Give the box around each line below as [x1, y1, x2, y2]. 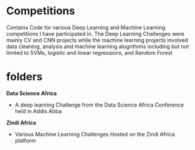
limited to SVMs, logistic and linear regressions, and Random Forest [6, 49, 173, 56]
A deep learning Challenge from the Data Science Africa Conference [14, 101, 184, 108]
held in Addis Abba [14, 107, 62, 114]
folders [6, 70, 43, 84]
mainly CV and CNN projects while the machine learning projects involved [6, 36, 188, 43]
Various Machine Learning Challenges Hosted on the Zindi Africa [14, 130, 175, 137]
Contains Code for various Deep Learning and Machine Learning [6, 24, 166, 31]
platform [14, 137, 36, 144]
